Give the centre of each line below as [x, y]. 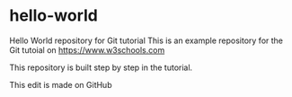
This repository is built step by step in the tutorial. [101, 67]
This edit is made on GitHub [61, 84]
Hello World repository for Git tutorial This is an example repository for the [146, 40]
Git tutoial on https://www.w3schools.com [87, 49]
